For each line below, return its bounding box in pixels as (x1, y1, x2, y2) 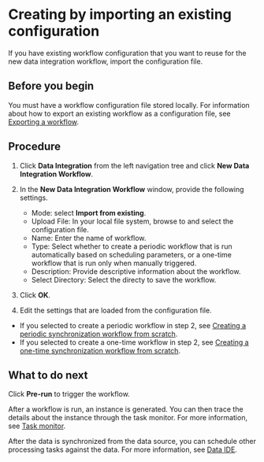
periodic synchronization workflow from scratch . (19, 329, 178, 338)
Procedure (8, 140, 61, 153)
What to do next (8, 368, 88, 382)
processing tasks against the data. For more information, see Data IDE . (8, 445, 238, 454)
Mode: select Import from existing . (31, 208, 147, 217)
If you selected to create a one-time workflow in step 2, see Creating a (19, 337, 250, 347)
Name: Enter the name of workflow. (31, 233, 147, 242)
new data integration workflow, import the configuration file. (8, 57, 203, 66)
